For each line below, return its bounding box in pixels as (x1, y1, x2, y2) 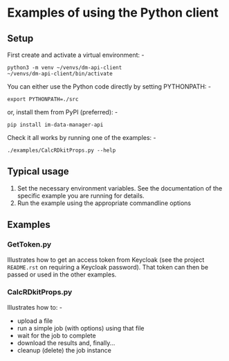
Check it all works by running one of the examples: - (7, 134, 157, 141)
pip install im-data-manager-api (7, 121, 104, 128)
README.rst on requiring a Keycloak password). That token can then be (7, 263, 209, 271)
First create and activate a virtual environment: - (7, 51, 145, 59)
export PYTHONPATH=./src (7, 96, 79, 103)
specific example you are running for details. (17, 191, 145, 200)
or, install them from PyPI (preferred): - (7, 108, 118, 116)
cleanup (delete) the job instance (17, 346, 112, 354)
